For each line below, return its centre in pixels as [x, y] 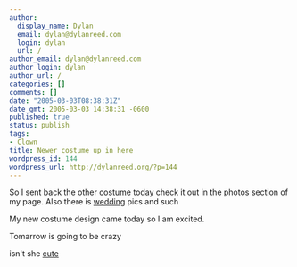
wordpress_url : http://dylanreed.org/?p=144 [93, 167]
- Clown [24, 142]
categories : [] [37, 84]
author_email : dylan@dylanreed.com [75, 59]
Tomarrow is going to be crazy [66, 237]
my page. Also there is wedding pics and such [94, 202]
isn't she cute [34, 254]
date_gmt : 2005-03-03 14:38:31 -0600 [79, 109]
